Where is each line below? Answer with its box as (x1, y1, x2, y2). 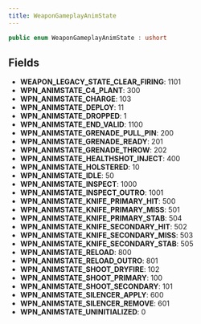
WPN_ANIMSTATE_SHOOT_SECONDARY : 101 (19, 281, 173, 291)
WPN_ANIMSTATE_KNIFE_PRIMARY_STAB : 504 (19, 213, 183, 223)
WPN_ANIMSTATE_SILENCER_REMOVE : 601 (19, 298, 170, 309)
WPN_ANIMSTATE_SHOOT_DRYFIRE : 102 (19, 265, 160, 274)
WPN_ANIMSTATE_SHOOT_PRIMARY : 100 (19, 273, 163, 283)
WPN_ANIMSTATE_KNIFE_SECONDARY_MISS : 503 (19, 230, 194, 241)
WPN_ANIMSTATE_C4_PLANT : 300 (19, 86, 141, 95)
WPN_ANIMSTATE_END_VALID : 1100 (19, 119, 143, 129)
